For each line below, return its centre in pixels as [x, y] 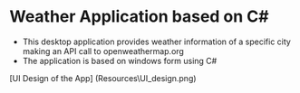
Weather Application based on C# [139, 17]
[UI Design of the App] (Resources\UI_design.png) [103, 78]
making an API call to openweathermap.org [103, 51]
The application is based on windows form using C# [120, 60]
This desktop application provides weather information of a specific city [157, 42]
